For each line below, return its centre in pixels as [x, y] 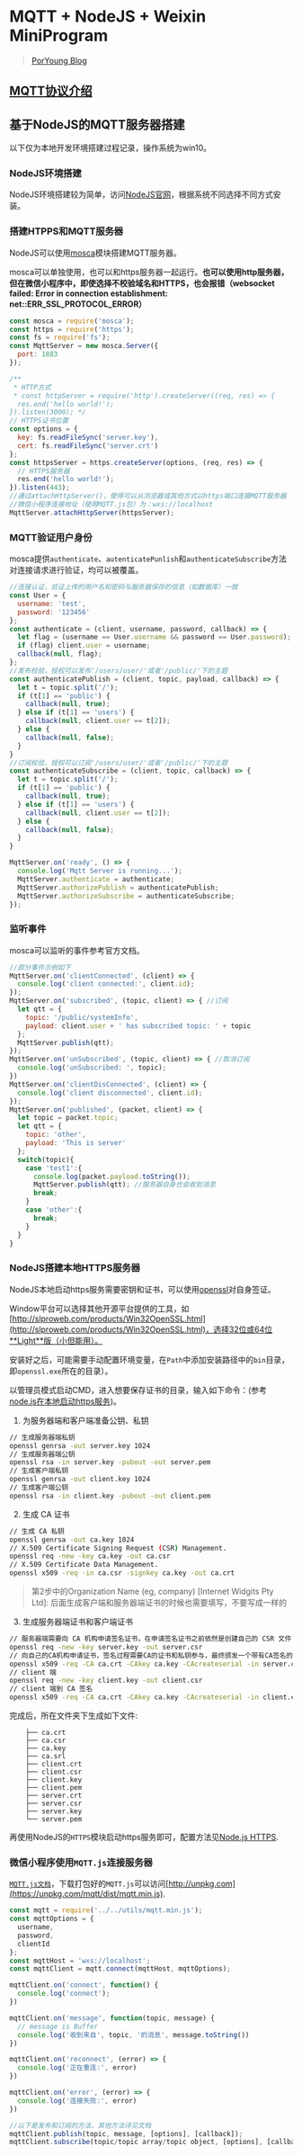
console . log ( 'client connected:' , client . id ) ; [106, 984]
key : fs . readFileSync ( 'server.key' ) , [88, 438]
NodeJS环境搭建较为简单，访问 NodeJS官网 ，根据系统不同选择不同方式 [142, 194]
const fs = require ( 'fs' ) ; [60, 338]
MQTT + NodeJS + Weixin [108, 17]
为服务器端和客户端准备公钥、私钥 [85, 1420]
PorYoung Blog [59, 60]
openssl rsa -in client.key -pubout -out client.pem [110, 1496]
